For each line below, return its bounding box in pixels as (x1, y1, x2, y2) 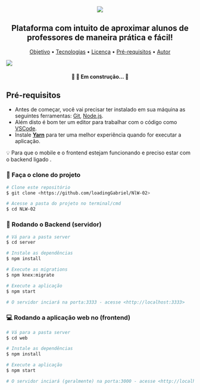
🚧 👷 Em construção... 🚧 (71, 73, 129, 80)
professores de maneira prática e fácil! (26, 32, 174, 42)
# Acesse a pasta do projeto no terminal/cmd (6, 200, 121, 207)
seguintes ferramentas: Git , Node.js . (14, 112, 104, 119)
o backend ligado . (6, 156, 52, 163)
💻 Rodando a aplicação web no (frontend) (6, 314, 131, 322)
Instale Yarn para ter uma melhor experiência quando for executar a (14, 131, 182, 138)
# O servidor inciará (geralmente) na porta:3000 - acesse (6, 378, 156, 384)
